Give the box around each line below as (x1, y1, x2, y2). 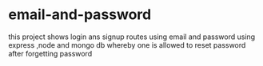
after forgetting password (8, 49, 93, 58)
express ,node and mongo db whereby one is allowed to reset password (8, 40, 246, 49)
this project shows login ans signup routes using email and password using (8, 32, 256, 41)
